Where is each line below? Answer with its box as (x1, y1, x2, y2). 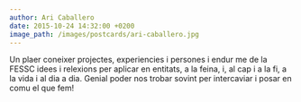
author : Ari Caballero (9, 13, 95, 22)
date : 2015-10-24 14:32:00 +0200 (9, 21, 135, 30)
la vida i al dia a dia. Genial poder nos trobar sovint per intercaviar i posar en (9, 73, 292, 84)
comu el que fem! (9, 82, 75, 94)
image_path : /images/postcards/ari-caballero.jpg (9, 30, 200, 38)
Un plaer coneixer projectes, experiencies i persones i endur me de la (9, 55, 268, 65)
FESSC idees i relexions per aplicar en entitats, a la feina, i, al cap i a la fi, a (9, 64, 287, 74)
